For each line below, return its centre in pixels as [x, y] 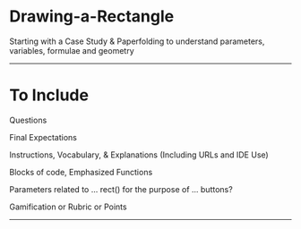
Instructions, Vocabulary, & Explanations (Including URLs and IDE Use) [139, 155]
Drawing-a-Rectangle [92, 17]
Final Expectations [43, 137]
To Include [49, 95]
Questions [28, 120]
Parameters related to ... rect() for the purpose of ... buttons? [121, 189]
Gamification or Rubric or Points [68, 207]
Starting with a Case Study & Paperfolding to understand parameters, [137, 41]
